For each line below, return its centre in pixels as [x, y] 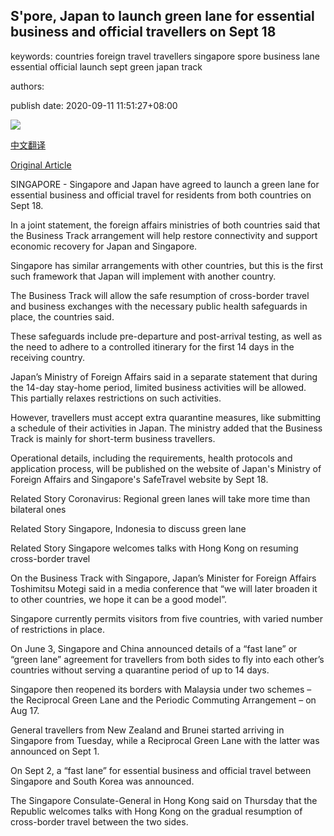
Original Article [41, 165]
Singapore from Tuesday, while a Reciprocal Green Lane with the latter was [165, 740]
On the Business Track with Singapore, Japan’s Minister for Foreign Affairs [163, 578]
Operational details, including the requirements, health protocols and [151, 458]
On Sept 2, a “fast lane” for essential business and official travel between [161, 770]
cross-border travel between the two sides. [99, 821]
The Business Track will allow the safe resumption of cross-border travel [160, 295]
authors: [27, 86]
